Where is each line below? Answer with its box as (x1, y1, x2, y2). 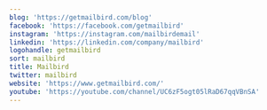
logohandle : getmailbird (9, 46, 101, 55)
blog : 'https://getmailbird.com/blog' (9, 12, 153, 22)
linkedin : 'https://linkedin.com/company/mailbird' (9, 37, 204, 47)
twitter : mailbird (9, 71, 77, 80)
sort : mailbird (9, 54, 66, 63)
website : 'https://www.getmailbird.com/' (9, 79, 165, 88)
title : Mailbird (9, 63, 69, 72)
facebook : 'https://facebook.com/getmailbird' (9, 21, 185, 30)
